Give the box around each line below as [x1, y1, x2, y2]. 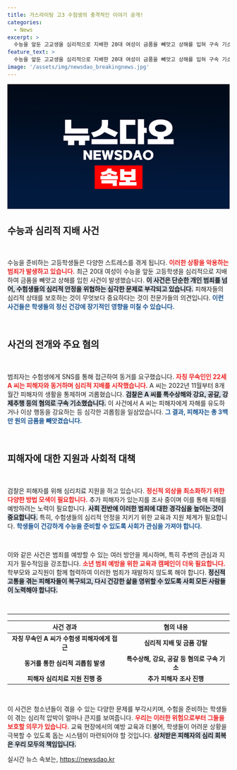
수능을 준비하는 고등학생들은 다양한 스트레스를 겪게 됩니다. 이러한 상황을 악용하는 [7, 258, 229, 267]
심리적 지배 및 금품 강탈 [143, 639, 208, 647]
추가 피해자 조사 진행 [147, 674, 205, 683]
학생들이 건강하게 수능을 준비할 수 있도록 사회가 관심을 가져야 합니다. [16, 522, 202, 530]
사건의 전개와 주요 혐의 [7, 338, 100, 350]
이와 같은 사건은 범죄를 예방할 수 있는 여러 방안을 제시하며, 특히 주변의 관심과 [7, 550, 218, 558]
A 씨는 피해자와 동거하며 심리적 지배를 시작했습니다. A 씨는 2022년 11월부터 [7, 381, 214, 389]
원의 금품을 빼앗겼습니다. [14, 416, 83, 424]
